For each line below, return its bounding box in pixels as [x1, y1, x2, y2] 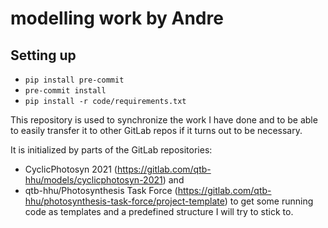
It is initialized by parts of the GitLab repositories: [10, 144, 213, 156]
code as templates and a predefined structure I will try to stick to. [24, 206, 294, 217]
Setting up [10, 47, 77, 64]
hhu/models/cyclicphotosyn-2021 [24, 174, 163, 186]
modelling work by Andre [10, 7, 224, 30]
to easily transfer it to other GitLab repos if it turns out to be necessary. [10, 125, 303, 136]
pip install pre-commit [24, 75, 125, 85]
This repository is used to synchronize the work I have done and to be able [10, 114, 318, 126]
